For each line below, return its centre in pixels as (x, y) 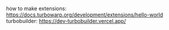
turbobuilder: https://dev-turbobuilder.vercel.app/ (66, 21)
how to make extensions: (36, 9)
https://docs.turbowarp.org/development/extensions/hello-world (84, 15)
